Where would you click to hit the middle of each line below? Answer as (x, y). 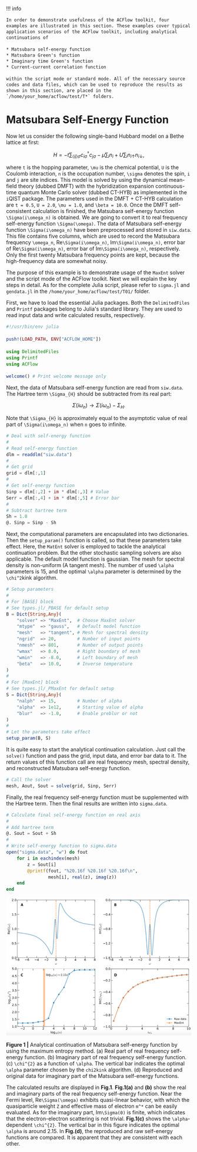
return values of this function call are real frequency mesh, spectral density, (98, 762)
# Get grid (19, 467)
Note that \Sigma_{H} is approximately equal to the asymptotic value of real (97, 418)
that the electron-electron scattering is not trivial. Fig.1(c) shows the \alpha (97, 1118)
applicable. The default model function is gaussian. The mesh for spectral (96, 559)
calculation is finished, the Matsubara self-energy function (103, 211)
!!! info (14, 9)
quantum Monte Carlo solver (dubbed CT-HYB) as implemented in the (102, 192)
